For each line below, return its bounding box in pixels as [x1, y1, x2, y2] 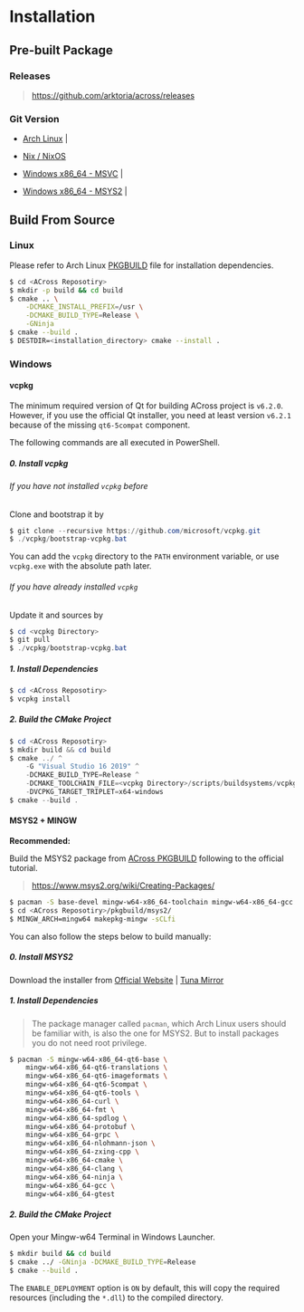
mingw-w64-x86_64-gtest [25, 1189, 116, 1199]
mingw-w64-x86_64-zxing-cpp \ [25, 1147, 140, 1156]
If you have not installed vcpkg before [9, 480, 148, 491]
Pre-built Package [9, 43, 113, 58]
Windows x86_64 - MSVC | [22, 168, 124, 179]
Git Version [9, 112, 61, 125]
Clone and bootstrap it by [9, 509, 104, 520]
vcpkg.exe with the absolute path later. [9, 560, 152, 571]
